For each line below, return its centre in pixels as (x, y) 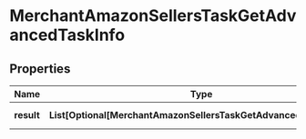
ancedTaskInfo (67, 35)
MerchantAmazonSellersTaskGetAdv (153, 16)
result (27, 115)
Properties (40, 69)
